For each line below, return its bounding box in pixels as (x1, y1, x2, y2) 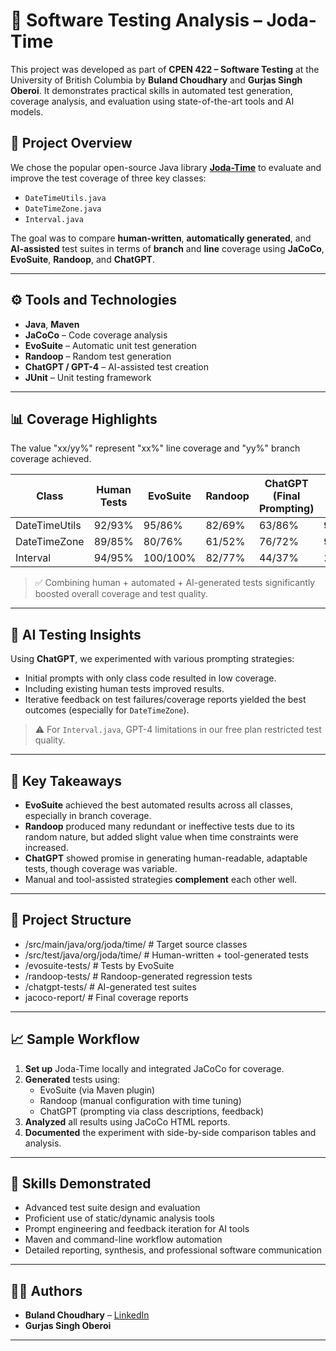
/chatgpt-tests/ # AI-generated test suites (24, 980, 197, 993)
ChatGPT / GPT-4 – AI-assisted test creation (24, 360, 209, 373)
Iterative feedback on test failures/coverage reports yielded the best (24, 694, 307, 706)
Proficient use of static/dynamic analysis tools (24, 1212, 215, 1224)
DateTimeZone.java (24, 204, 102, 214)
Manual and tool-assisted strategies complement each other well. (24, 874, 298, 885)
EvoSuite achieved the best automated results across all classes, (24, 799, 293, 811)
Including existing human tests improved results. (24, 683, 225, 695)
